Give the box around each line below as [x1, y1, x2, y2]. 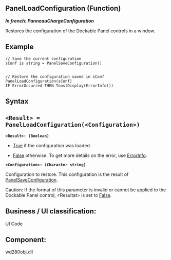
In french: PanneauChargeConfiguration [5, 17, 94, 24]
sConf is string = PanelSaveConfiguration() [5, 61, 102, 66]
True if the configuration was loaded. [12, 142, 91, 148]
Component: [5, 235, 47, 244]
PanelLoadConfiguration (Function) [5, 4, 121, 13]
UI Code [5, 221, 23, 227]
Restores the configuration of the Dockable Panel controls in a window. [5, 28, 156, 34]
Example [5, 43, 34, 51]
